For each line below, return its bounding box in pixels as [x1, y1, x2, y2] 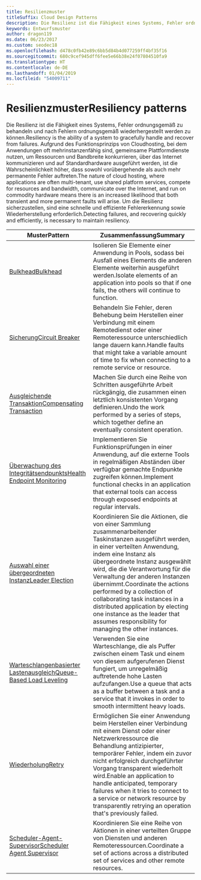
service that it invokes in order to [92, 695, 185, 703]
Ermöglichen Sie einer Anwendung [92, 712, 190, 720]
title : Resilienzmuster [6, 8, 66, 15]
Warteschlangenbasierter [9, 661, 81, 669]
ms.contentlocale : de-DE [6, 64, 68, 71]
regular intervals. [92, 503, 141, 511]
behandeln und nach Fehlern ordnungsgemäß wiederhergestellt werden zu [6, 128, 191, 135]
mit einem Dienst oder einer [92, 727, 170, 735]
